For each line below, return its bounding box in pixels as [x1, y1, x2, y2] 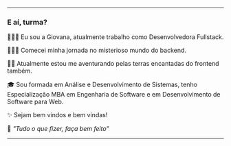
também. [7, 66, 32, 75]
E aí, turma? [7, 17, 48, 27]
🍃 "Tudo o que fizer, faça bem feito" [7, 125, 109, 133]
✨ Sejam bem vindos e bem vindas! [7, 111, 108, 119]
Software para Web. [7, 97, 64, 106]
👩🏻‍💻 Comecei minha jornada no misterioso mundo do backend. [7, 46, 187, 55]
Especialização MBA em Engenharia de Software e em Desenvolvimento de [7, 90, 221, 99]
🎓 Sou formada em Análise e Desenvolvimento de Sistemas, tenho [7, 80, 198, 89]
